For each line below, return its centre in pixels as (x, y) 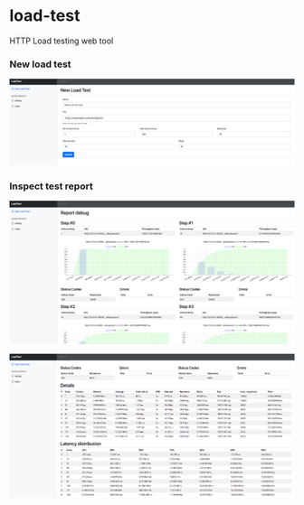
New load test (40, 64)
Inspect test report (51, 186)
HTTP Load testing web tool (62, 41)
